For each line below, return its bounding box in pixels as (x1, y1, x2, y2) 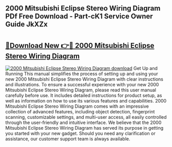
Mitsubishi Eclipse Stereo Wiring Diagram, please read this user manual (5, 87, 157, 93)
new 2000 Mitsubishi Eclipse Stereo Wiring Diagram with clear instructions (5, 76, 163, 82)
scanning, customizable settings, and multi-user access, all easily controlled (5, 114, 167, 120)
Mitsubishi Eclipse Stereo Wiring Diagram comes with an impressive (5, 103, 149, 109)
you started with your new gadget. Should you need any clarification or (5, 130, 156, 136)
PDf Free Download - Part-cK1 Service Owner (5, 12, 153, 21)
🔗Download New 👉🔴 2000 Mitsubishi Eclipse (5, 41, 155, 50)
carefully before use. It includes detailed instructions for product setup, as (5, 92, 162, 99)
